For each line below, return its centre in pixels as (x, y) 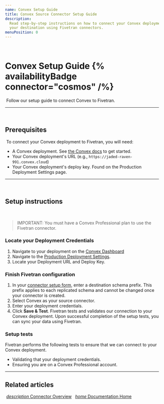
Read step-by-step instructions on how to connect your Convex (75, 23)
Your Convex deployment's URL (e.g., (50, 156)
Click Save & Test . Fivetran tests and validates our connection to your (82, 311)
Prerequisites (26, 130)
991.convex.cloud (30, 162)
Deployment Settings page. (40, 172)
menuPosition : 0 (21, 32)
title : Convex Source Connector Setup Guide (51, 14)
